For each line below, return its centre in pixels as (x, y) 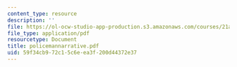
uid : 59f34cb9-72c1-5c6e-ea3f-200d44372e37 (72, 53)
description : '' (31, 20)
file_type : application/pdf (49, 33)
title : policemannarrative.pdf (53, 46)
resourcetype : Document (42, 40)
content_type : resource (42, 14)
